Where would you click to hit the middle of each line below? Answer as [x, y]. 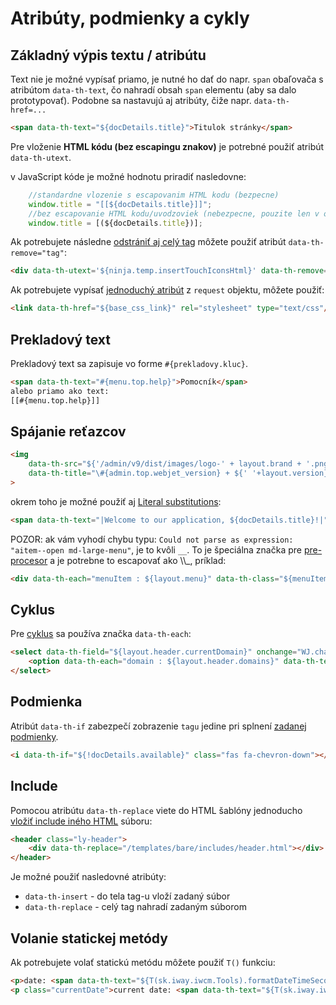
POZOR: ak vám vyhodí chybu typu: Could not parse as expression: [152, 539]
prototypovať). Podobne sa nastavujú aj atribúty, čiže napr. [131, 100]
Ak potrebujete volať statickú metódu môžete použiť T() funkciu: [143, 962]
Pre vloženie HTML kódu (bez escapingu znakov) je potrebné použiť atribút [167, 146]
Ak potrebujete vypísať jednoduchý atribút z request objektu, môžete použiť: [167, 290]
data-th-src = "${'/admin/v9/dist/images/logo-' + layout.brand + [165, 464]
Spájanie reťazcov [68, 431]
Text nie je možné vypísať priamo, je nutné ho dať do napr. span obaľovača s [167, 79]
